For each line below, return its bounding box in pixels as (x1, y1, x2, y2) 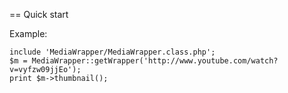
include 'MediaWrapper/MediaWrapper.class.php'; (9, 47, 216, 57)
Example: (9, 28, 48, 39)
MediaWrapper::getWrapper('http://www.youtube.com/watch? (31, 56, 279, 66)
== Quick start (9, 9, 69, 20)
